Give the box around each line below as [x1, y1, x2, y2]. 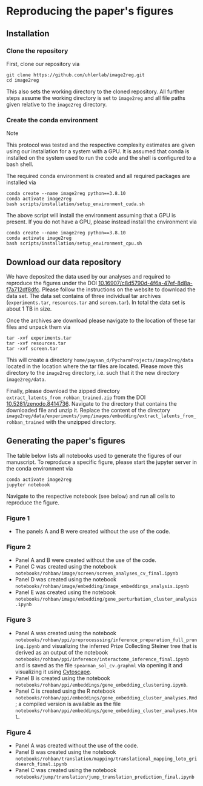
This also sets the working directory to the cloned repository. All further [6, 88, 185, 95]
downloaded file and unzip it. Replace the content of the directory [6, 406, 171, 414]
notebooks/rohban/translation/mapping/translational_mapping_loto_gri [15, 756, 198, 762]
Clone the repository [6, 47, 68, 55]
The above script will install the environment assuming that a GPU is [6, 212, 176, 219]
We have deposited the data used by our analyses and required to [6, 272, 171, 280]
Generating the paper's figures [6, 436, 125, 446]
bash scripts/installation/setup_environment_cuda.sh [6, 201, 145, 207]
